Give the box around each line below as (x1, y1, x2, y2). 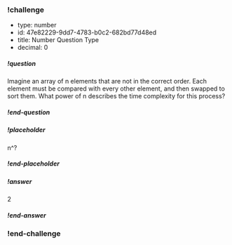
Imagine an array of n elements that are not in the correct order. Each (7, 77, 207, 86)
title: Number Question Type (17, 36, 100, 44)
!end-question (7, 107, 50, 117)
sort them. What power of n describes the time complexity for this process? (7, 92, 226, 100)
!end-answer (7, 211, 47, 219)
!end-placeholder (7, 159, 60, 168)
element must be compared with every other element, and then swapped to (7, 84, 226, 93)
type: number (17, 21, 57, 29)
